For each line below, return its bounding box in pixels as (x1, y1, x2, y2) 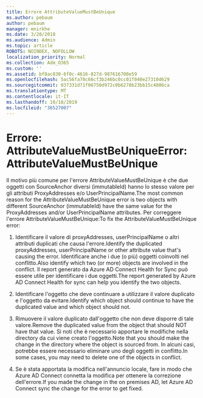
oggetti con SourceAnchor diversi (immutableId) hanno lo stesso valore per (6, 183, 194, 191)
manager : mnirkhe (6, 25, 50, 32)
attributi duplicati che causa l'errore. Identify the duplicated (15, 240, 163, 248)
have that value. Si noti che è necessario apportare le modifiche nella (15, 328, 188, 336)
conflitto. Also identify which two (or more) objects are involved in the (15, 259, 188, 267)
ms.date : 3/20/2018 (6, 32, 56, 38)
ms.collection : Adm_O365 (6, 59, 69, 66)
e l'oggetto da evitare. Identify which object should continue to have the (15, 297, 194, 304)
